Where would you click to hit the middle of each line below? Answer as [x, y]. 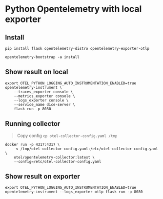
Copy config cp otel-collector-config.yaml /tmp [67, 136]
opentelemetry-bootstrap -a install [42, 57]
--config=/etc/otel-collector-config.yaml [58, 161]
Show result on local [37, 72]
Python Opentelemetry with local [73, 9]
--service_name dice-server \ [45, 104]
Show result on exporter [43, 177]
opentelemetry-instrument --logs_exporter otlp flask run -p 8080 [74, 192]
